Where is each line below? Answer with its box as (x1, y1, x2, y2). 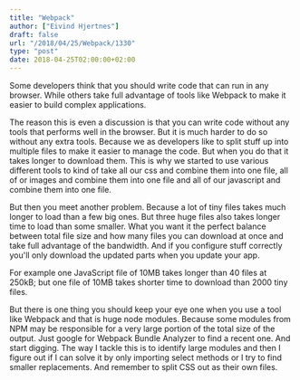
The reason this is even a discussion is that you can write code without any (9, 117, 290, 128)
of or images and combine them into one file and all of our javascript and (9, 175, 281, 185)
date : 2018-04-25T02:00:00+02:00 (9, 55, 136, 64)
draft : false (9, 30, 59, 39)
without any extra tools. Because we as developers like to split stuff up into (9, 137, 289, 147)
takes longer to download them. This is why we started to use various (9, 156, 269, 166)
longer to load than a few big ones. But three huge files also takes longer (9, 212, 281, 222)
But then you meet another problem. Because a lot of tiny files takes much (9, 202, 286, 213)
